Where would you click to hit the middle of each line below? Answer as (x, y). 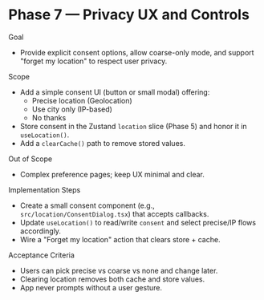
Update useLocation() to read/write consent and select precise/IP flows (138, 222)
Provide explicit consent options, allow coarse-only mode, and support (137, 52)
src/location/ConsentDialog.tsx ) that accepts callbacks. (114, 213)
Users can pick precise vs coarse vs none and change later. (119, 270)
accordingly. (41, 231)
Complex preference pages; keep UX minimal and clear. (112, 174)
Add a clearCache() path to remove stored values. (103, 143)
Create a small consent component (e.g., (87, 205)
